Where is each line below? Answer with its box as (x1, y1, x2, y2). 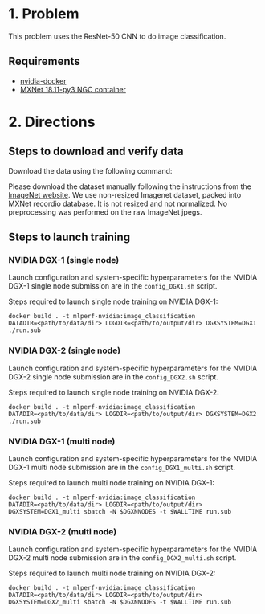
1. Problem (8, 5, 79, 23)
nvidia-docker (19, 76, 67, 85)
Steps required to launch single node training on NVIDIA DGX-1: (8, 297, 218, 306)
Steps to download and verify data (8, 145, 184, 158)
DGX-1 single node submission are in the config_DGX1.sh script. (8, 281, 218, 291)
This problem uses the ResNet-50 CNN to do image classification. (8, 31, 226, 41)
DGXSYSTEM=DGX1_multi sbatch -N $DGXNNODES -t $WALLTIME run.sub (8, 508, 231, 516)
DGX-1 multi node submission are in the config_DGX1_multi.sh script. (8, 463, 235, 473)
